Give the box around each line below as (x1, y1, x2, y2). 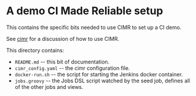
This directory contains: (6, 46, 64, 54)
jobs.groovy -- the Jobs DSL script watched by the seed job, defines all (14, 77, 190, 84)
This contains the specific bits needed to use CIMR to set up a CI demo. (6, 24, 182, 31)
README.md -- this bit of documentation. (14, 58, 110, 65)
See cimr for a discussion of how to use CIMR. (6, 35, 120, 42)
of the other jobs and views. (14, 83, 84, 90)
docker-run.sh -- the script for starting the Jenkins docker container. (14, 71, 183, 78)
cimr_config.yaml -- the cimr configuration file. (14, 64, 130, 72)
